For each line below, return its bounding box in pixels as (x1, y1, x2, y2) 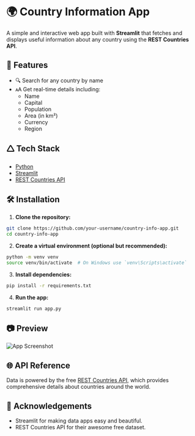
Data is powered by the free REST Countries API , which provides (6, 377, 169, 384)
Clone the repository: (15, 214, 71, 221)
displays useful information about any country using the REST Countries (6, 36, 189, 43)
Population (24, 105, 52, 113)
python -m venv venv (6, 254, 59, 260)
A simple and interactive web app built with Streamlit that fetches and (6, 29, 183, 37)
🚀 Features (6, 60, 48, 70)
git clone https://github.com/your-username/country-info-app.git (6, 225, 179, 231)
